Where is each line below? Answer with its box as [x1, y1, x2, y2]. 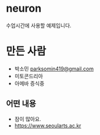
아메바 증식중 [14, 80, 45, 87]
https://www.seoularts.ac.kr [14, 122, 81, 129]
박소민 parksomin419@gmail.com [14, 65, 94, 72]
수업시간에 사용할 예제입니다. [6, 22, 72, 29]
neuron [6, 2, 42, 15]
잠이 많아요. [14, 115, 42, 122]
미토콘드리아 [14, 72, 44, 79]
